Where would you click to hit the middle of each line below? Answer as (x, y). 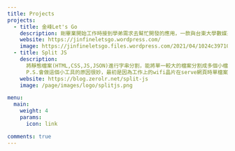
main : (22, 105)
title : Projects (31, 14)
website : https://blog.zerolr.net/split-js (84, 79)
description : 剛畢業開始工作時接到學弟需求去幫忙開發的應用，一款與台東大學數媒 (123, 33)
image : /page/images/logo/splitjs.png (76, 85)
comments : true (29, 136)
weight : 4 (34, 111)
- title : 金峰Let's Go (45, 27)
